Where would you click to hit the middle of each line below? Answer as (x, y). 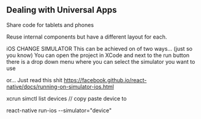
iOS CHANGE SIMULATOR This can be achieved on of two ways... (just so (100, 48)
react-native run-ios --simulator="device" (59, 110)
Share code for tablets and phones (50, 25)
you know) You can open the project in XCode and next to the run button (98, 55)
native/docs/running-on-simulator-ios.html (60, 86)
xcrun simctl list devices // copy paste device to (66, 98)
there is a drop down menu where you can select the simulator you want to (101, 61)
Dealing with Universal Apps (62, 10)
